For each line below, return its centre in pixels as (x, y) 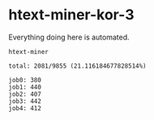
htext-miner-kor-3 (71, 15)
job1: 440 (25, 87)
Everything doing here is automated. (69, 37)
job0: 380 (25, 80)
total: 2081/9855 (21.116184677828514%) (78, 66)
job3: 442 (25, 101)
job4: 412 (25, 108)
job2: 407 (25, 94)
